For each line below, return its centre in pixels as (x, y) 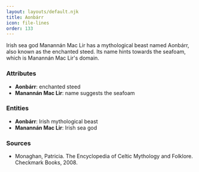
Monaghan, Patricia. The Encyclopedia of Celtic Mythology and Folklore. (104, 156)
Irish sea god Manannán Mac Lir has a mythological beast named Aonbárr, (98, 45)
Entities (17, 108)
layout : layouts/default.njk (42, 12)
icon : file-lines (28, 23)
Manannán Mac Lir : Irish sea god (56, 128)
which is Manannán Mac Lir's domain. (53, 58)
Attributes (21, 73)
